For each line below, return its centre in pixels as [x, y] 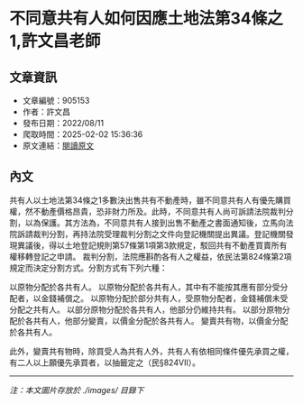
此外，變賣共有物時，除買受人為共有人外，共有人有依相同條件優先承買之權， [151, 351]
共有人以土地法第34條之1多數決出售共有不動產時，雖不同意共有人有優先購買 [150, 200]
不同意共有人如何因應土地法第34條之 [147, 18]
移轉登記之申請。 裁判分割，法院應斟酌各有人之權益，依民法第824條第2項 [154, 256]
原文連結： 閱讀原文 [58, 146]
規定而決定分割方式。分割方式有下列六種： [88, 268]
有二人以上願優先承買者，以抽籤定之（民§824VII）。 [105, 363]
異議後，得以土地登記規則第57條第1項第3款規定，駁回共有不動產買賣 [144, 245]
